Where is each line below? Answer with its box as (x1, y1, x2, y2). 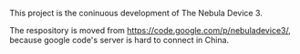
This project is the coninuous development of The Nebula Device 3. (9, 8, 263, 18)
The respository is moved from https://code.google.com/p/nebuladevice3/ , (9, 25, 292, 35)
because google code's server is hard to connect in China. (9, 35, 230, 45)
